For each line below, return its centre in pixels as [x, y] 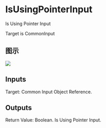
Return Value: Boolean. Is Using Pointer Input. [53, 120]
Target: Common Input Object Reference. [49, 92]
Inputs [16, 80]
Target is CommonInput [30, 33]
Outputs [19, 108]
